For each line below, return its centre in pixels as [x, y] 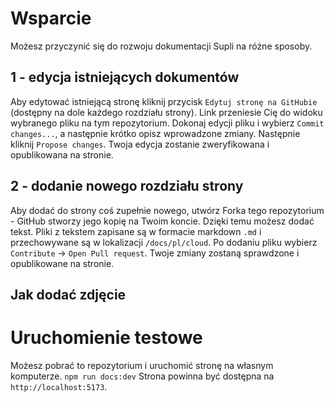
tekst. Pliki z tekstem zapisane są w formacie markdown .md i [136, 231]
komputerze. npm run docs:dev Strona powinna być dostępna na [142, 376]
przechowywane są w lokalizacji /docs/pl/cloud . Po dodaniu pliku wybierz [164, 242]
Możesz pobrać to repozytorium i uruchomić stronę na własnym [142, 365]
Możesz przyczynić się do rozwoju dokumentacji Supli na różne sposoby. [161, 46]
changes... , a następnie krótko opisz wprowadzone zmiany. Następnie [155, 133]
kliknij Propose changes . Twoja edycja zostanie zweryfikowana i [140, 144]
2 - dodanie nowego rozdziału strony [127, 186]
